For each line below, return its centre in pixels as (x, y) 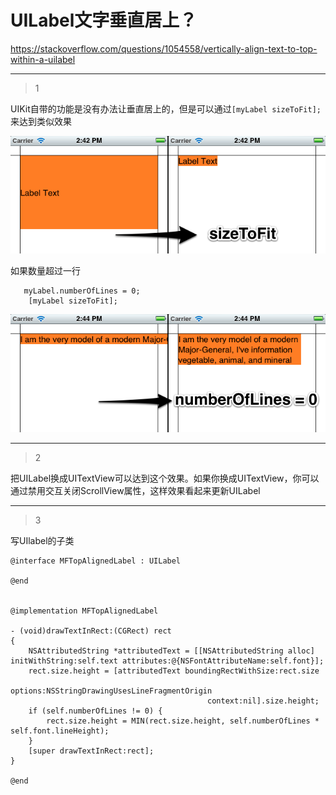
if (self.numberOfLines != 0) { (95, 711)
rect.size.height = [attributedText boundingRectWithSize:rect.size (174, 671)
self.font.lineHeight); (60, 731)
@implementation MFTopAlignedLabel (84, 611)
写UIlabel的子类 (42, 540)
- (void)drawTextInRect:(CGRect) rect (91, 631)
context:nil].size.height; (263, 701)
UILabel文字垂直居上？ (104, 20)
